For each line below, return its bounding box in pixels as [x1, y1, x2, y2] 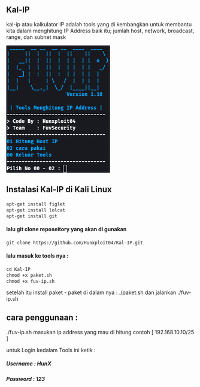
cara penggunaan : [6, 313, 78, 323]
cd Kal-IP [6, 267, 31, 273]
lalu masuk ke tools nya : [6, 252, 69, 259]
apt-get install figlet [6, 201, 66, 207]
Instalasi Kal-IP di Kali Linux [6, 185, 112, 195]
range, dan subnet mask [6, 33, 66, 41]
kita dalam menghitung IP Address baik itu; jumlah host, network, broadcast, [6, 27, 195, 34]
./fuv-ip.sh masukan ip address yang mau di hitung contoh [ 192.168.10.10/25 [6, 328, 195, 335]
